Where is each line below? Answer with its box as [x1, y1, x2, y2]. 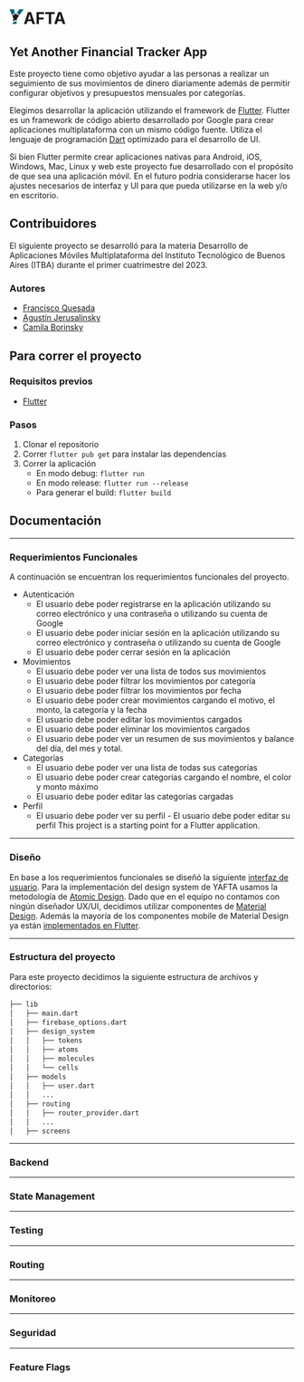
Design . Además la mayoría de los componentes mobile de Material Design [9, 910, 290, 921]
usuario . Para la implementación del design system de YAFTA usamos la [9, 881, 279, 892]
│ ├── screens [9, 1127, 71, 1136]
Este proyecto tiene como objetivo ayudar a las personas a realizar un [9, 68, 270, 79]
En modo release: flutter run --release [35, 477, 189, 488]
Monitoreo [9, 1292, 56, 1305]
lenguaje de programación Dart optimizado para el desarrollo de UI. [9, 134, 261, 144]
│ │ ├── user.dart [9, 1081, 95, 1090]
